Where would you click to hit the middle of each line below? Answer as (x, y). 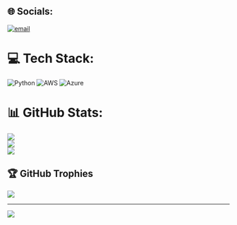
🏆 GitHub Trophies (50, 174)
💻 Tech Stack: (51, 59)
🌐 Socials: (30, 12)
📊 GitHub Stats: (55, 112)
